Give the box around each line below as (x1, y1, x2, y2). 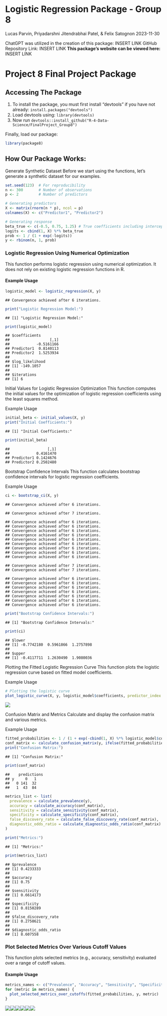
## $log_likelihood (5, 359, 46, 364)
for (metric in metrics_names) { (5, 987, 75, 992)
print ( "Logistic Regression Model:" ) (5, 306, 83, 311)
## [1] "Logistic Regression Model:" (5, 315, 83, 320)
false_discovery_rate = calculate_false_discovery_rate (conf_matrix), (9, 817, 159, 822)
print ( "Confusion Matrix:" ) (5, 745, 64, 750)
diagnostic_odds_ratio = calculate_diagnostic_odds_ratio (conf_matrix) (9, 822, 162, 827)
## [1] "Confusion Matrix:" (5, 754, 64, 759)
